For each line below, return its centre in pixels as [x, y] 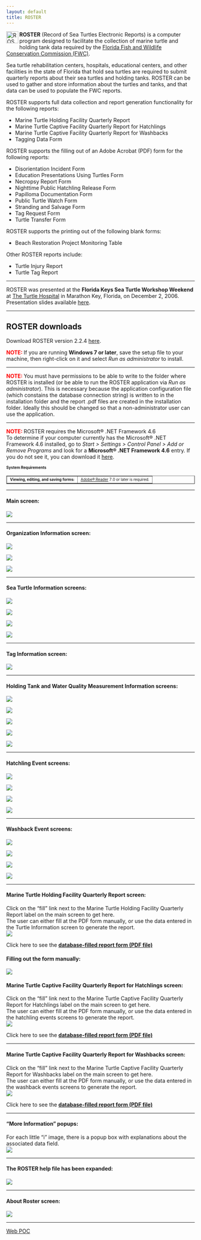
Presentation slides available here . [48, 302]
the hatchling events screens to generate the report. [70, 1017]
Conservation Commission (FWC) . [48, 53]
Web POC [18, 1231]
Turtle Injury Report [39, 266]
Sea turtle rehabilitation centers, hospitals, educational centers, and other [97, 65]
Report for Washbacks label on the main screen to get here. [80, 1074]
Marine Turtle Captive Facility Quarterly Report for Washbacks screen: [96, 1054]
